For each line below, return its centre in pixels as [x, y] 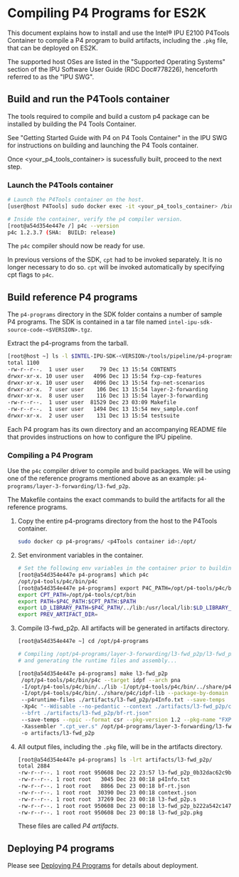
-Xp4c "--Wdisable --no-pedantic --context [86, 707]
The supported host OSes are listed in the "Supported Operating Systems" [117, 61]
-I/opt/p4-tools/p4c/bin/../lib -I [74, 687]
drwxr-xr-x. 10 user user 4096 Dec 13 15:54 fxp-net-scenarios [106, 383]
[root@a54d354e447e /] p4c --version [63, 225]
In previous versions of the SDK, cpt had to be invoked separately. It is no [115, 260]
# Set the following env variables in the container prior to [112, 568]
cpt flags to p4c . [31, 275]
